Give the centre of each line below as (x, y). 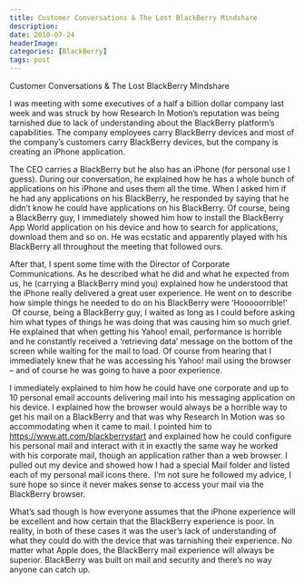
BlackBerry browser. (48, 494)
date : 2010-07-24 (42, 35)
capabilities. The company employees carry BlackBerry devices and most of (152, 132)
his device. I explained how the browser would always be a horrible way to (148, 407)
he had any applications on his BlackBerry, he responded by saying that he (149, 198)
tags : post (30, 60)
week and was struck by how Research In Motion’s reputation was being (144, 113)
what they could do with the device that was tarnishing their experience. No (151, 540)
